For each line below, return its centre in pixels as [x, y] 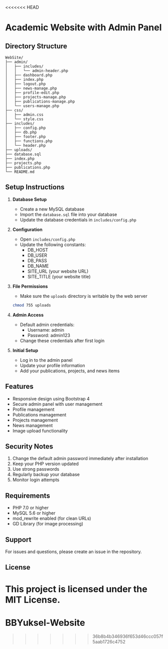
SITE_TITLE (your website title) [59, 276]
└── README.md [20, 172]
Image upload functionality [40, 430]
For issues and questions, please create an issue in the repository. [73, 552]
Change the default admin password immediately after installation [80, 459]
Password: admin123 [49, 335]
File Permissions [30, 286]
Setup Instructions [35, 187]
